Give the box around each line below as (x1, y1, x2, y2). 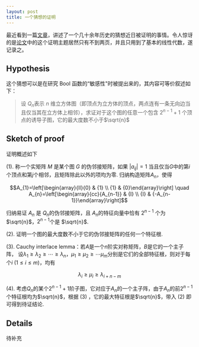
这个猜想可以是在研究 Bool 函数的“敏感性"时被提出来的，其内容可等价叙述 (6, 80, 185, 87)
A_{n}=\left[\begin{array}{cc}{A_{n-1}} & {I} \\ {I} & (28, 190, 151, 198)
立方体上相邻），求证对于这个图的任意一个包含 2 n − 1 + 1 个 (46, 108, 188, 116)
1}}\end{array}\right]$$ (70, 197, 129, 204)
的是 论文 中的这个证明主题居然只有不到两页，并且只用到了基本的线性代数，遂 (6, 39, 193, 46)
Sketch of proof (6, 134, 65, 144)
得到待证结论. (11, 301, 44, 308)
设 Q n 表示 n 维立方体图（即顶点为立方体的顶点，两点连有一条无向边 (20, 100, 185, 109)
